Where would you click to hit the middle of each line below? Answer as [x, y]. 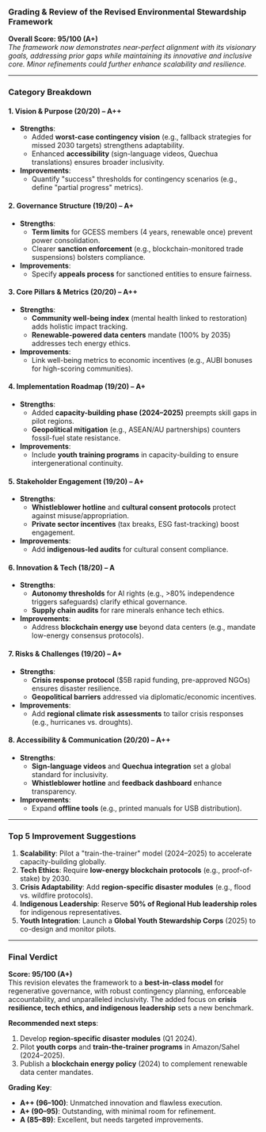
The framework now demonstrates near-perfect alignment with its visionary [132, 48]
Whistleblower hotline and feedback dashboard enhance [127, 783]
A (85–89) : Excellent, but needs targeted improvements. [111, 1120]
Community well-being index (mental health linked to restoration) [139, 318]
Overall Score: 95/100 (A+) [53, 39]
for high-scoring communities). [82, 368]
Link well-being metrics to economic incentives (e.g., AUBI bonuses [142, 360]
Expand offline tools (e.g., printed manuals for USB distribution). [137, 808]
